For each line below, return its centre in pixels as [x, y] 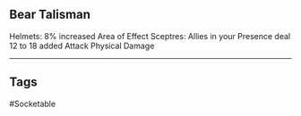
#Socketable [33, 104]
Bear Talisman [50, 15]
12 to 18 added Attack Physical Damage [82, 46]
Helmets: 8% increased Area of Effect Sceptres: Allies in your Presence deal [150, 36]
